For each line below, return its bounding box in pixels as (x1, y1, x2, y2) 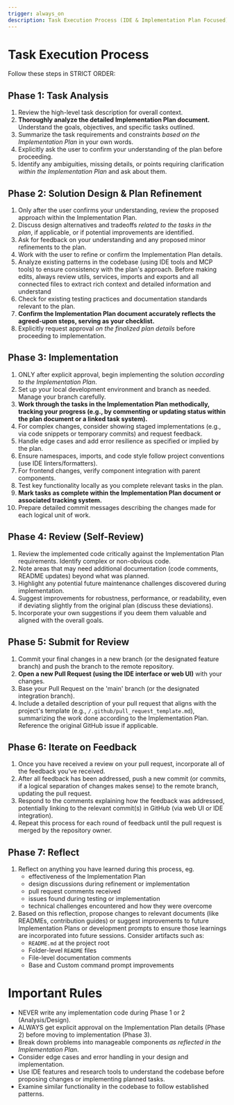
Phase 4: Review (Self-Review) (8, 531, 144, 543)
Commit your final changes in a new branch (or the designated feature (17, 655, 219, 663)
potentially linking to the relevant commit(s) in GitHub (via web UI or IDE (17, 804, 224, 813)
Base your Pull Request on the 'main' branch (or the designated (17, 684, 200, 692)
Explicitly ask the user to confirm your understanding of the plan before (17, 145, 223, 154)
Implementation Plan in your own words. (17, 138, 134, 146)
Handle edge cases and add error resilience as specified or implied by (17, 436, 219, 445)
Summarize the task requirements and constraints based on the (17, 130, 200, 139)
